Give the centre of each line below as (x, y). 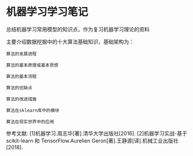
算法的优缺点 (19, 88)
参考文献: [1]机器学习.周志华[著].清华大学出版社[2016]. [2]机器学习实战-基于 (97, 133)
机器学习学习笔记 (47, 12)
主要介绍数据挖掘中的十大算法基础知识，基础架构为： (70, 41)
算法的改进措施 (21, 99)
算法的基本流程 (21, 77)
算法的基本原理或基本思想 (32, 65)
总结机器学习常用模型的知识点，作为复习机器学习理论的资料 (78, 29)
